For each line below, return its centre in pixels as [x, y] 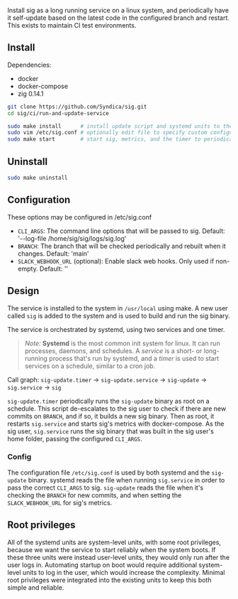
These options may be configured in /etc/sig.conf [80, 217]
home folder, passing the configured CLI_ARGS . [75, 438]
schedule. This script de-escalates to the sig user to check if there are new [117, 409]
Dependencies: [29, 65]
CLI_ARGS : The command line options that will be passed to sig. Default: [121, 231]
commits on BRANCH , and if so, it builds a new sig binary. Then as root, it [111, 416]
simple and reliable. [36, 587]
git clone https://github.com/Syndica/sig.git [77, 107]
